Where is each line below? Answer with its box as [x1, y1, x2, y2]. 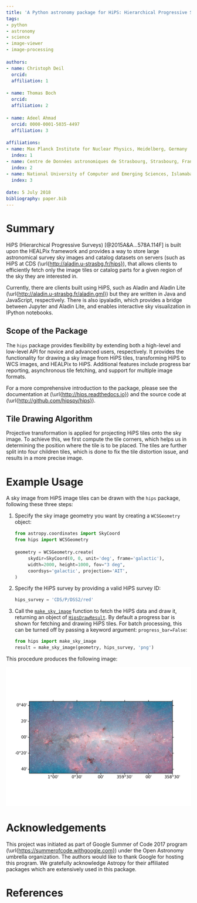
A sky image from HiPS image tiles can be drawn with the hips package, [6, 494, 181, 502]
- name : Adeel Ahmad [6, 115, 57, 121]
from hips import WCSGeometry [14, 537, 89, 543]
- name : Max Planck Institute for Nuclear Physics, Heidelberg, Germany [6, 146, 188, 152]
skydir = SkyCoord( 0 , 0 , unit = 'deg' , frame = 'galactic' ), [28, 555, 165, 562]
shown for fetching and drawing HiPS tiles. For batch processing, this [14, 620, 182, 627]
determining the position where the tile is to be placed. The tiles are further [6, 442, 187, 449]
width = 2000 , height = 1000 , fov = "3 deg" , [28, 562, 125, 567]
